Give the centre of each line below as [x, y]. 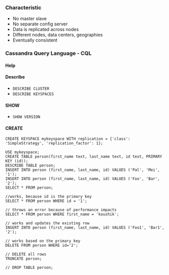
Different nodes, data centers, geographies [58, 35]
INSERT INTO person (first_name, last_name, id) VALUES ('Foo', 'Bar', [82, 179]
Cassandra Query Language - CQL [48, 53]
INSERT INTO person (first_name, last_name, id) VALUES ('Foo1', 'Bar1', [85, 228]
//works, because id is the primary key [49, 197]
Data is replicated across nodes [46, 29]
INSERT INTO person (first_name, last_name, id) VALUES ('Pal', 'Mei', [82, 170]
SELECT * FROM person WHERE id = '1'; [46, 201]
